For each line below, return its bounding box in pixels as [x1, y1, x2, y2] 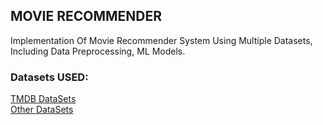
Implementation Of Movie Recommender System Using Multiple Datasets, [10, 34, 313, 46]
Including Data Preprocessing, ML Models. [10, 45, 186, 57]
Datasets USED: [10, 70, 89, 84]
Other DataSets [10, 104, 74, 116]
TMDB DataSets [10, 93, 77, 105]
